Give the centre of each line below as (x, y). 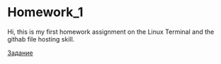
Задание (20, 53)
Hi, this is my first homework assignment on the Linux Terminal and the (111, 32)
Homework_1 (45, 12)
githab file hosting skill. (41, 39)
